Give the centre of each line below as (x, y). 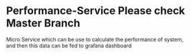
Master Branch (43, 23)
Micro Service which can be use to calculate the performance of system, (95, 39)
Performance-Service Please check (96, 11)
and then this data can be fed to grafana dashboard (69, 46)
